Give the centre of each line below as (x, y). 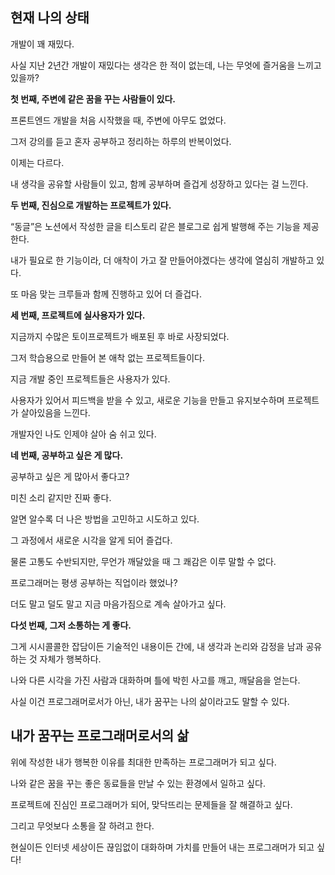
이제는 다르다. (37, 162)
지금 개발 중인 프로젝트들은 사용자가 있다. (90, 379)
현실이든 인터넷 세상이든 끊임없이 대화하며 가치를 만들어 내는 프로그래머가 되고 (162, 847)
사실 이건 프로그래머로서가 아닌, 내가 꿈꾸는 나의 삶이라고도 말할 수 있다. (150, 701)
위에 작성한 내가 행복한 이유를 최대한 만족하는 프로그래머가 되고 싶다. (143, 762)
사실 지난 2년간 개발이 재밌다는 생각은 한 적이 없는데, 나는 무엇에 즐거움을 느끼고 (166, 65)
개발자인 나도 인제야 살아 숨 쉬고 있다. (83, 434)
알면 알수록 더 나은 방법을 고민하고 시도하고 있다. (105, 519)
